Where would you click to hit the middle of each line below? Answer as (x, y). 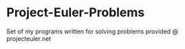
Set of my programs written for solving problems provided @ (92, 31)
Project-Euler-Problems (76, 13)
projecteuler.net (29, 38)
